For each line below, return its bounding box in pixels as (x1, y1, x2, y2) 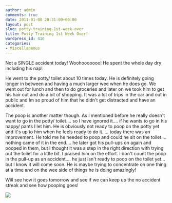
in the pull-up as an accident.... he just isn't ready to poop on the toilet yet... (5, 156, 165, 162)
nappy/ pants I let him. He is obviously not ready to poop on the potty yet (5, 123, 160, 129)
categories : (5, 41, 31, 46)
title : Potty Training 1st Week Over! (5, 31, 88, 36)
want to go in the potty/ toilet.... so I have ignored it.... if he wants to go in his (5, 117, 167, 124)
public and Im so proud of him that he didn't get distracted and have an (5, 97, 156, 103)
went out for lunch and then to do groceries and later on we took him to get (5, 86, 164, 92)
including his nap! (5, 65, 43, 71)
